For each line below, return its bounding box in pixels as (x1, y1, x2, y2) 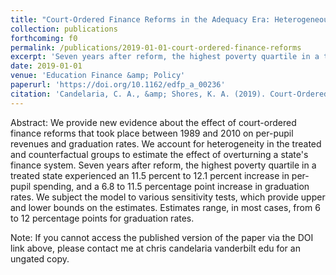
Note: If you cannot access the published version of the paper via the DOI (10, 231, 314, 243)
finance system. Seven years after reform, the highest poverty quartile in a (10, 159, 317, 171)
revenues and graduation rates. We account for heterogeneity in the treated (10, 137, 322, 150)
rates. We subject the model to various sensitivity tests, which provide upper (10, 191, 326, 203)
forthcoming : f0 (10, 33, 78, 43)
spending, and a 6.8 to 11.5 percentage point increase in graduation (33, 180, 310, 192)
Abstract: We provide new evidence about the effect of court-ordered (10, 116, 297, 128)
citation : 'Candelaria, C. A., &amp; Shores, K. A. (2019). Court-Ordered (10, 89, 329, 99)
